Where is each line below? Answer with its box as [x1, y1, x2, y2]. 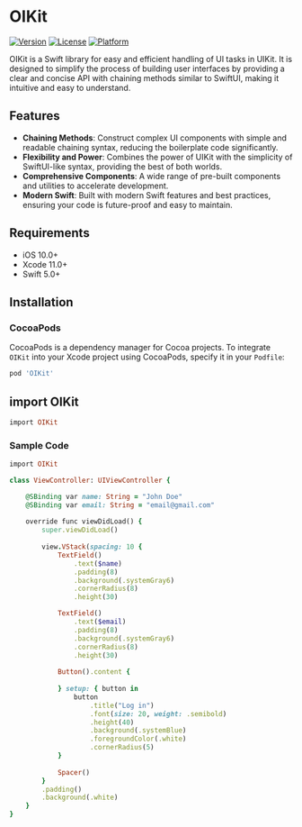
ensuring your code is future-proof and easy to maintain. [22, 199, 233, 210]
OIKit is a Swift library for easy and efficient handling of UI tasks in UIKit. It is [9, 53, 293, 64]
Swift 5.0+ [22, 268, 61, 279]
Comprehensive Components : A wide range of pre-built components [22, 170, 281, 181]
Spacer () [57, 768, 91, 777]
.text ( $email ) [73, 617, 127, 627]
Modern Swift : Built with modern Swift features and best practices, [22, 189, 271, 200]
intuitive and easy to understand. [9, 82, 131, 93]
